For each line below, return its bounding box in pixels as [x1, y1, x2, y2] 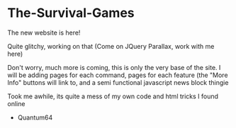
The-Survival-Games [7, 5, 135, 21]
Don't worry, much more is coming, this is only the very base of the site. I [7, 63, 221, 71]
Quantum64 [17, 113, 53, 122]
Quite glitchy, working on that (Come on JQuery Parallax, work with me [7, 42, 215, 50]
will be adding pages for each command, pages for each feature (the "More [7, 71, 228, 79]
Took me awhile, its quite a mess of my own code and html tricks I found [7, 92, 218, 100]
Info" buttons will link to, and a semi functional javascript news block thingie [7, 78, 229, 86]
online [7, 99, 26, 107]
